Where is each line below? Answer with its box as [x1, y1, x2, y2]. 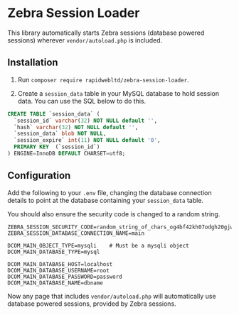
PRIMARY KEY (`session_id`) [14, 143, 100, 150]
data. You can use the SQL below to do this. [17, 96, 147, 105]
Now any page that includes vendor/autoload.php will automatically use [7, 292, 216, 300]
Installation [7, 57, 58, 69]
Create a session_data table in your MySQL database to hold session [17, 89, 219, 97]
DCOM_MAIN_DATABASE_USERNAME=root [7, 267, 110, 274]
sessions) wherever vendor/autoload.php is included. [7, 35, 162, 44]
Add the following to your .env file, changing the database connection [7, 188, 212, 197]
